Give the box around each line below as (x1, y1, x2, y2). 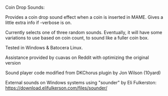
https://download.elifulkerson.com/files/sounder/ (5, 85, 108, 91)
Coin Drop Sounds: (5, 5, 45, 10)
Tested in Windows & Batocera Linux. (5, 45, 83, 50)
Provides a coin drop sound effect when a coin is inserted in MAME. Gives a (5, 14, 163, 20)
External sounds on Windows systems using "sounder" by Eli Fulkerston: (5, 80, 157, 85)
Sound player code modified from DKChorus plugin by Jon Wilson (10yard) (5, 70, 161, 76)
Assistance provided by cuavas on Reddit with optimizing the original (5, 54, 149, 60)
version (5, 60, 21, 66)
